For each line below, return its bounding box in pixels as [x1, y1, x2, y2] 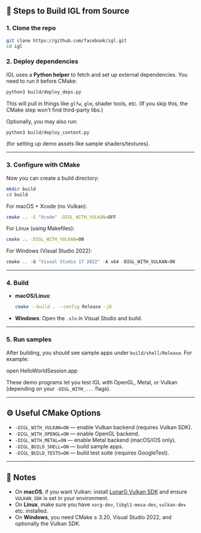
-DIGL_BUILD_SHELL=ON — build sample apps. [14, 443, 124, 450]
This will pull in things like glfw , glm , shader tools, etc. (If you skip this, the [6, 100, 188, 107]
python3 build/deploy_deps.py [6, 89, 82, 95]
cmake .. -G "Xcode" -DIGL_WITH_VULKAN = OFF [6, 214, 117, 220]
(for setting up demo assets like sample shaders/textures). [6, 140, 150, 147]
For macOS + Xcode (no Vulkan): [6, 202, 88, 210]
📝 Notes [6, 472, 36, 483]
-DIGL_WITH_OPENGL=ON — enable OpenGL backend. [14, 430, 140, 438]
